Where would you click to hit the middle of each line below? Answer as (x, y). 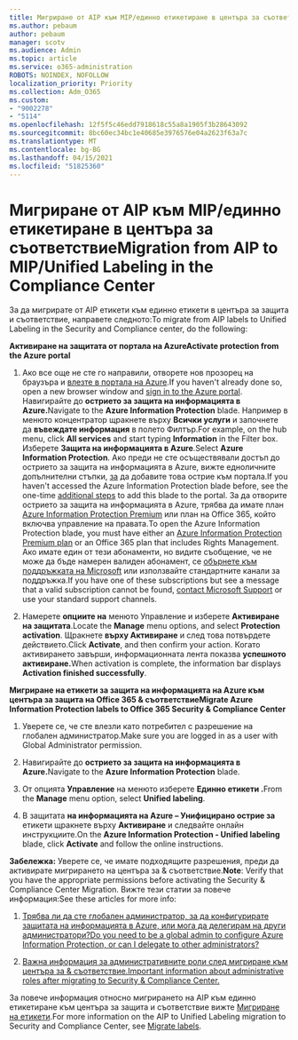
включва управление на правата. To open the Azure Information (141, 524)
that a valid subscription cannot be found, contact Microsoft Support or (152, 590)
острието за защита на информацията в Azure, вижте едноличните (149, 467)
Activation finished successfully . (84, 673)
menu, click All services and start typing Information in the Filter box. (150, 439)
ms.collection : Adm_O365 (55, 91)
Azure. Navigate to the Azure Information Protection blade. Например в (155, 410)
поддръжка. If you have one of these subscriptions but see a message (150, 580)
